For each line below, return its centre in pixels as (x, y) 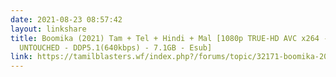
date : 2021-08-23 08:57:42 (66, 19)
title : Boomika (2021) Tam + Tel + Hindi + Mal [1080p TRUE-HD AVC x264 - (169, 38)
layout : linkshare (48, 29)
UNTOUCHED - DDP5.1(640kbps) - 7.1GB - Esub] (116, 47)
